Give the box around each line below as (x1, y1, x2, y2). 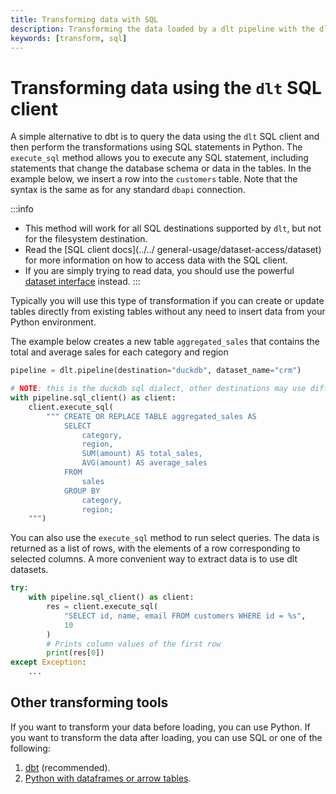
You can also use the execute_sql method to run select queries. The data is (10, 532, 320, 544)
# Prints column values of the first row (46, 639, 222, 649)
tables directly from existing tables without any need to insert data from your (10, 306, 326, 318)
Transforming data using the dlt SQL (10, 76, 322, 99)
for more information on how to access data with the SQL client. (24, 254, 288, 266)
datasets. (10, 564, 49, 576)
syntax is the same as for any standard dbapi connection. (10, 184, 246, 196)
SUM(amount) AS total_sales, (81, 449, 203, 459)
